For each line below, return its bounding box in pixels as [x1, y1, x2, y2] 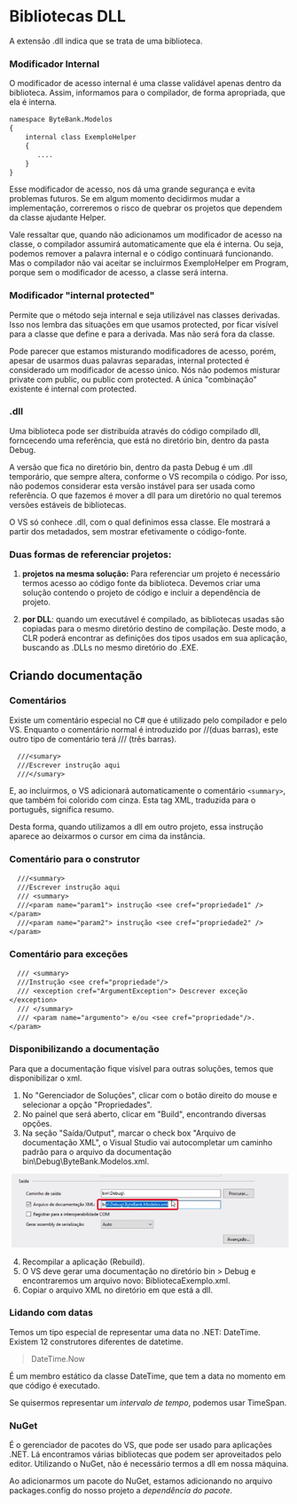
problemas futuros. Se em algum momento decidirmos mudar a [9, 194, 241, 204]
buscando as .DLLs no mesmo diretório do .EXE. [21, 642, 199, 653]
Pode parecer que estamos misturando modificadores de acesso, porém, [9, 345, 277, 356]
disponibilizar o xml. [9, 1073, 82, 1083]
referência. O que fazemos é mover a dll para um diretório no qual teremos [9, 490, 282, 501]
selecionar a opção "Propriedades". [21, 1099, 152, 1110]
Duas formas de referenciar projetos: [9, 548, 172, 560]
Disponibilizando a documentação [9, 1043, 160, 1056]
